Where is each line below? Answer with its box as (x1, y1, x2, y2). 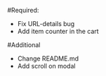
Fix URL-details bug (17, 20, 75, 27)
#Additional (7, 41, 41, 49)
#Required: (7, 6, 39, 14)
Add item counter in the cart (17, 27, 100, 35)
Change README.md (17, 54, 79, 63)
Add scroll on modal (17, 62, 76, 70)
